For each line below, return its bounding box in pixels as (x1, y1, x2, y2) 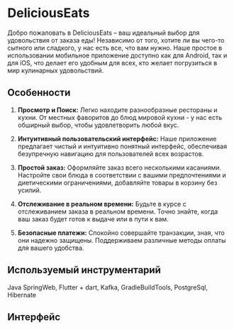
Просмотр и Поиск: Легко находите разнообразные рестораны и (17, 105, 218, 114)
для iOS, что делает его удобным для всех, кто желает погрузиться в (7, 58, 218, 67)
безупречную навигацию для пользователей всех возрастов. (17, 149, 204, 158)
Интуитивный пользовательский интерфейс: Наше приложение (17, 134, 217, 143)
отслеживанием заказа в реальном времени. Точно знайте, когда (17, 207, 218, 216)
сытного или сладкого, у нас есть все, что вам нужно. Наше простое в (7, 43, 223, 52)
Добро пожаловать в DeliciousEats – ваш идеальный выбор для (7, 28, 200, 37)
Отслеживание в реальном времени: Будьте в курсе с (17, 199, 186, 208)
